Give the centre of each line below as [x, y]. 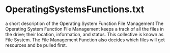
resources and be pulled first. [36, 45]
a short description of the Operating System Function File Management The [84, 23]
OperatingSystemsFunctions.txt [75, 9]
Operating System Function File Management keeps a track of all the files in [84, 29]
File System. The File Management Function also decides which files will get [85, 40]
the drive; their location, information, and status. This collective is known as [84, 34]
